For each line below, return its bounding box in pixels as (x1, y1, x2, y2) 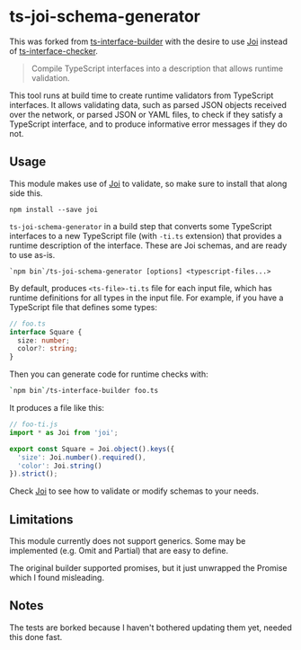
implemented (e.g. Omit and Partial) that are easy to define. (9, 546, 229, 557)
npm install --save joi (9, 205, 99, 214)
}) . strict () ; (9, 469, 58, 478)
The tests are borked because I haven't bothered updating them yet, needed (9, 622, 292, 633)
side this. (9, 187, 43, 199)
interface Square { (9, 327, 83, 336)
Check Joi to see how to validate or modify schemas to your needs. (9, 485, 259, 496)
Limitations (9, 512, 74, 527)
